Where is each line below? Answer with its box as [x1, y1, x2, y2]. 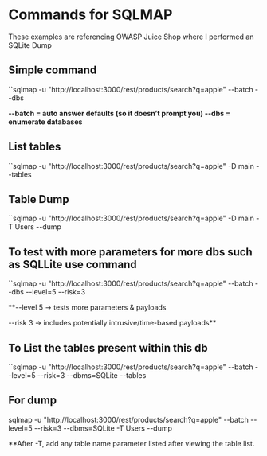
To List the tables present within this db [8, 341, 209, 355]
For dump [8, 394, 57, 407]
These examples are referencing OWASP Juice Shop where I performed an [8, 32, 254, 41]
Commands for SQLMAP [8, 6, 173, 24]
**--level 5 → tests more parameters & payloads [8, 302, 167, 312]
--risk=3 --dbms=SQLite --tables [37, 371, 147, 380]
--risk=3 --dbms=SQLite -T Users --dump [33, 423, 173, 433]
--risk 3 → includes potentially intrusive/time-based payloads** [8, 318, 217, 328]
